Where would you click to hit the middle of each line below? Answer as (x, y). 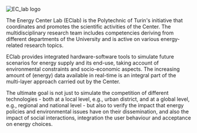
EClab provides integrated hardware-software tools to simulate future (90, 57)
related (15, 45)
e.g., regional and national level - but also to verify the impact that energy (95, 105)
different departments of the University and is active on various (83, 39)
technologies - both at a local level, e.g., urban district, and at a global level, (98, 99)
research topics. (44, 45)
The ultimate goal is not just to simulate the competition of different (87, 93)
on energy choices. (29, 124)
